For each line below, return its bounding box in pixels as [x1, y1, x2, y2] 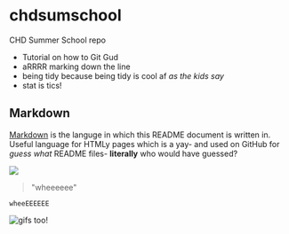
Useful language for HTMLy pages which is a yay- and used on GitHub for [9, 138, 280, 149]
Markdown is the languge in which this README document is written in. [9, 129, 271, 140]
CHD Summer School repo [9, 35, 107, 45]
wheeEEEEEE [9, 199, 50, 208]
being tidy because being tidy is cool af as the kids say [21, 70, 225, 81]
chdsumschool [9, 5, 122, 26]
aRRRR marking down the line [21, 61, 131, 72]
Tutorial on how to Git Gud [21, 51, 118, 62]
